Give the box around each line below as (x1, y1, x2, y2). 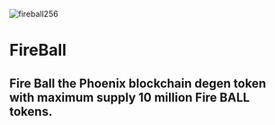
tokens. (9, 103, 53, 119)
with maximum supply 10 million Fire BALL (9, 90, 250, 105)
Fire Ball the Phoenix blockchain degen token (9, 76, 267, 91)
